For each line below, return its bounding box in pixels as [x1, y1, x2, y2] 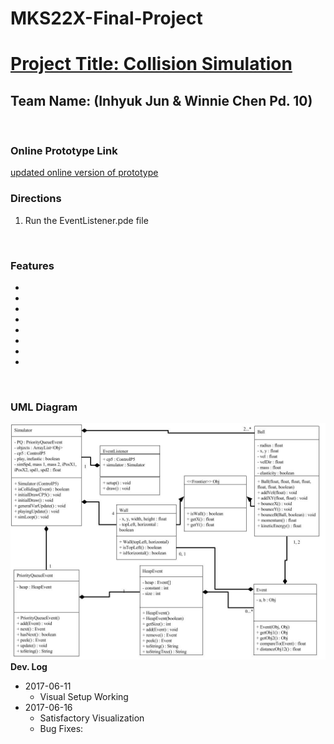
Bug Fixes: [39, 723, 84, 735]
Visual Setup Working [39, 691, 129, 703]
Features [10, 258, 55, 272]
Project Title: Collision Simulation [10, 53, 293, 76]
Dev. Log [10, 661, 48, 673]
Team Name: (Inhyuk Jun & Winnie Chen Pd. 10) [10, 92, 313, 109]
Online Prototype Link [10, 144, 118, 158]
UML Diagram [10, 400, 78, 414]
